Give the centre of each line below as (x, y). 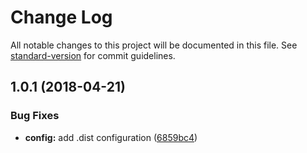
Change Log (61, 17)
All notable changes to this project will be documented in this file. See (154, 45)
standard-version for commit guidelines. (93, 55)
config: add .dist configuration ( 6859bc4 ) (111, 137)
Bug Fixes (35, 116)
